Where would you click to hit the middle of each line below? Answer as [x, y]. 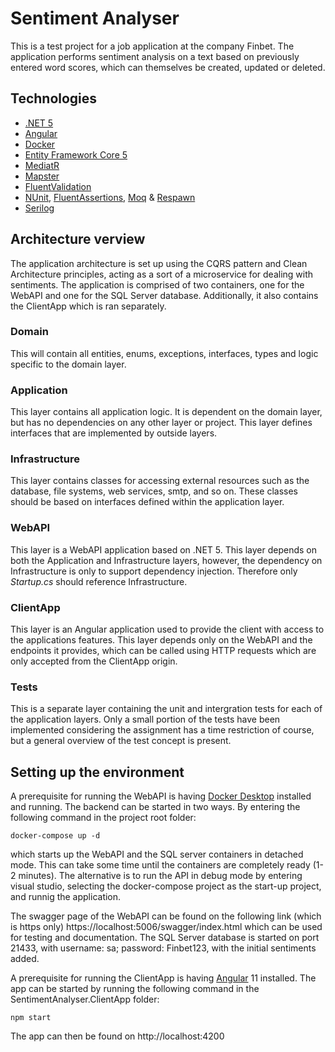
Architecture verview [78, 239]
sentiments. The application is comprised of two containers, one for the [157, 284]
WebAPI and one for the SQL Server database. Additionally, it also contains [164, 295]
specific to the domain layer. [68, 364]
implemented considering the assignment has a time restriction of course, [162, 730]
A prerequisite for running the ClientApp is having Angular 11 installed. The [163, 978]
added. [25, 959]
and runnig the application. [66, 897]
